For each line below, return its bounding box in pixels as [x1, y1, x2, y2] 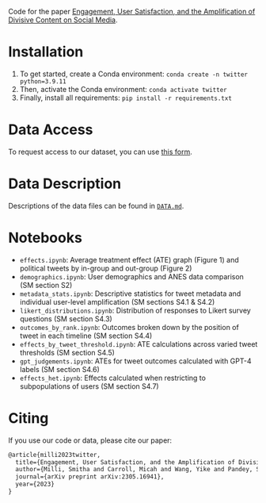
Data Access [8, 121, 93, 139]
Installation [8, 43, 84, 61]
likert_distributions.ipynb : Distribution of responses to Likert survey [19, 305, 251, 315]
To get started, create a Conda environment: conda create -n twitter [19, 69, 248, 79]
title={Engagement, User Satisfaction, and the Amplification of [15, 458, 236, 467]
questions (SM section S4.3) [19, 313, 112, 324]
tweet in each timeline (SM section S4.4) [19, 331, 153, 340]
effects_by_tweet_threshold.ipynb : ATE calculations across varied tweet [19, 339, 258, 348]
